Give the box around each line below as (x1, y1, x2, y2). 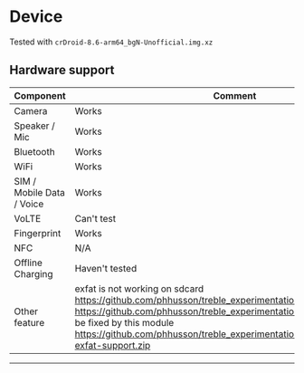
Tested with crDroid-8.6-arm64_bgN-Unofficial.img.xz (9, 36, 214, 47)
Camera (14, 104, 48, 117)
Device (9, 6, 63, 27)
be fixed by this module (74, 316, 175, 329)
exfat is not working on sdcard (74, 282, 204, 295)
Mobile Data (14, 186, 66, 198)
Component (14, 89, 66, 101)
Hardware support (9, 62, 115, 78)
